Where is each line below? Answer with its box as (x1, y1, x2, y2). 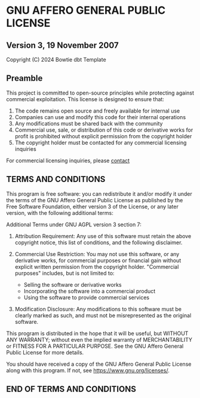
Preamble (6, 73, 43, 84)
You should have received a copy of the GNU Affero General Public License (6, 360, 192, 367)
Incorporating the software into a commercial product (23, 287, 156, 294)
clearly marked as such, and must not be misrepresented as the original (14, 312, 192, 319)
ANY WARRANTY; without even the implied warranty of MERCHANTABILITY (6, 336, 193, 343)
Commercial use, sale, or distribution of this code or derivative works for (14, 126, 193, 133)
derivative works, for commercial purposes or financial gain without (14, 257, 181, 264)
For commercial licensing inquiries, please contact (6, 157, 130, 164)
